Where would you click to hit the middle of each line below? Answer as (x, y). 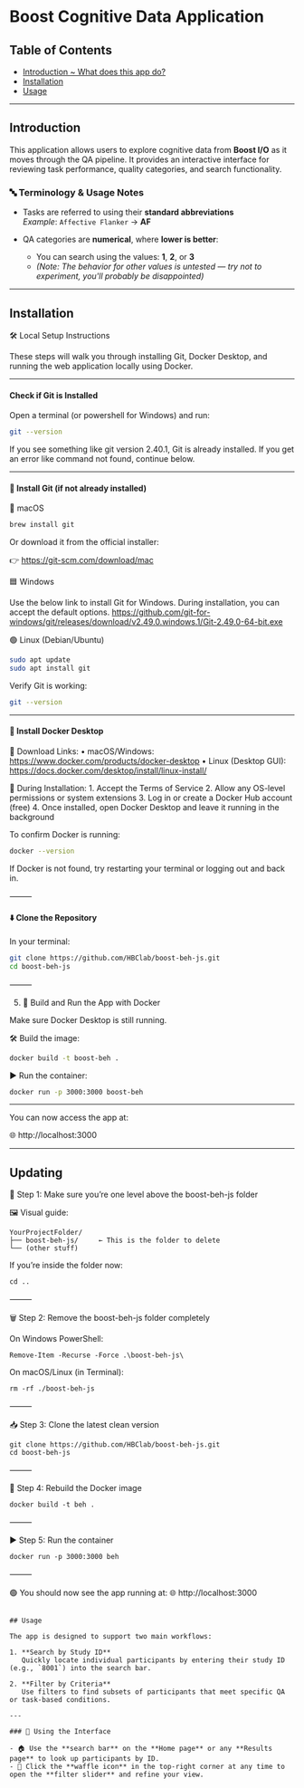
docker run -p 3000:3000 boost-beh (76, 1092)
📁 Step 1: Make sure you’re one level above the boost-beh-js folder (134, 1195)
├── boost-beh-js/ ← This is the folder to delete (115, 1241)
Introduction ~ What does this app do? (94, 72)
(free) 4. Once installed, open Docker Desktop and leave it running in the (144, 807)
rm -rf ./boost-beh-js (52, 1389)
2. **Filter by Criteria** (60, 1684)
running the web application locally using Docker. (101, 366)
